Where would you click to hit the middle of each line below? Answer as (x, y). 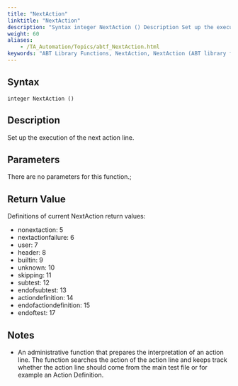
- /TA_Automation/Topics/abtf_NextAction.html (90, 47)
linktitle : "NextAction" (44, 21)
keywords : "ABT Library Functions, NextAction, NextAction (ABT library (117, 54)
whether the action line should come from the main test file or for (112, 367)
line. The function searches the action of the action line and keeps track (123, 360)
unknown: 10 (36, 268)
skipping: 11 (34, 275)
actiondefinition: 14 (45, 298)
